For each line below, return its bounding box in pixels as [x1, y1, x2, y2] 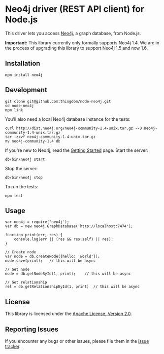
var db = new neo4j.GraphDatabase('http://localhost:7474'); [5, 224, 133, 229]
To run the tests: [5, 183, 38, 189]
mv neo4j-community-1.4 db [5, 139, 61, 143]
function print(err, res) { [5, 233, 63, 238]
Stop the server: [5, 165, 38, 171]
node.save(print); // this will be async [5, 258, 96, 263]
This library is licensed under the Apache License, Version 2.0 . [5, 311, 132, 317]
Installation [5, 59, 40, 68]
